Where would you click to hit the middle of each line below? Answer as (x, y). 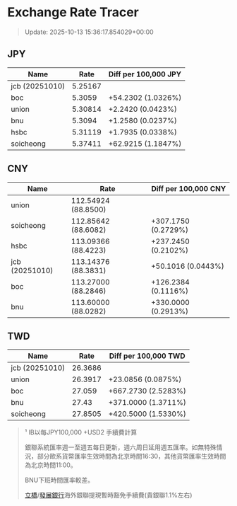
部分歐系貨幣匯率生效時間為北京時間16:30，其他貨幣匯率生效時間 (132, 456)
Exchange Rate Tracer (73, 12)
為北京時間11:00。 (50, 465)
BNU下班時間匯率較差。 (59, 480)
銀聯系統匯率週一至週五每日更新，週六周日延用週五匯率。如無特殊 (120, 447)
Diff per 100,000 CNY (189, 188)
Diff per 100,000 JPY (145, 74)
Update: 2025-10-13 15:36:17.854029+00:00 (89, 32)
